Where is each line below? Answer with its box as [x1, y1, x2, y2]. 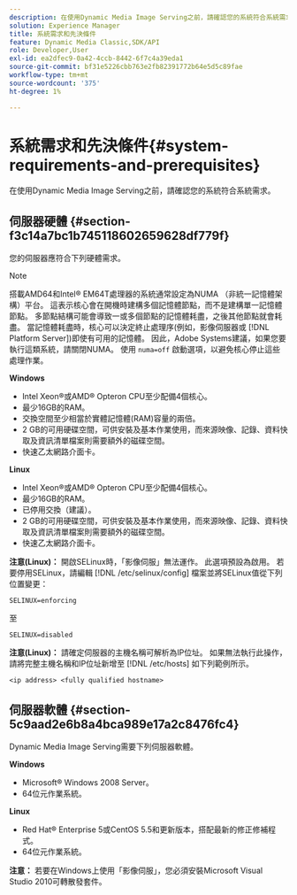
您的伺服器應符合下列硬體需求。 [9, 253, 126, 264]
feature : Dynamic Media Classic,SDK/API [9, 37, 161, 47]
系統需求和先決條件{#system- [9, 135, 229, 156]
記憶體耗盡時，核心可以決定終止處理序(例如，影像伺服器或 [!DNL [34, 322, 270, 333]
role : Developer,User [9, 46, 89, 55]
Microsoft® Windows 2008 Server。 [21, 777, 155, 788]
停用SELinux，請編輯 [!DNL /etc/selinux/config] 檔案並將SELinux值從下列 [16, 567, 283, 578]
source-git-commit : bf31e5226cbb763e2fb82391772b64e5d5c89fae [9, 63, 243, 72]
